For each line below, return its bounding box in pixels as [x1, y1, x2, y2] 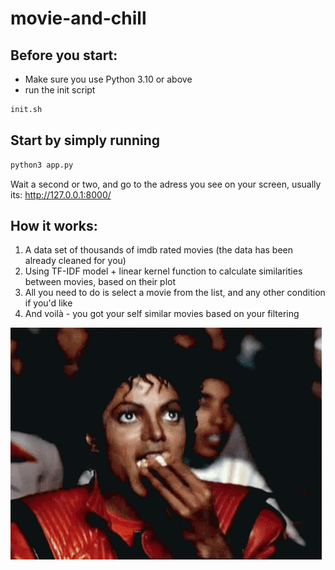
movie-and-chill [10, 7, 147, 30]
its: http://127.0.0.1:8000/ [10, 188, 112, 201]
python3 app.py [10, 160, 74, 170]
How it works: [10, 217, 98, 234]
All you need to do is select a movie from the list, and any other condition [24, 287, 326, 299]
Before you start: [10, 47, 118, 64]
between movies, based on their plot [24, 276, 177, 288]
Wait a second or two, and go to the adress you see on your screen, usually [10, 178, 322, 190]
